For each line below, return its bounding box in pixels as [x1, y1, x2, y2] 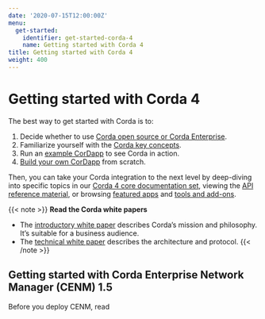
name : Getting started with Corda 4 [22, 41, 144, 49]
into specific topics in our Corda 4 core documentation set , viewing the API [8, 180, 254, 190]
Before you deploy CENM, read [8, 302, 110, 311]
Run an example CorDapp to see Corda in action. [19, 148, 180, 158]
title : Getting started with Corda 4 [8, 48, 133, 56]
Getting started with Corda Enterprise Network [8, 268, 244, 282]
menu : [8, 19, 26, 27]
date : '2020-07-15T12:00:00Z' [8, 11, 109, 20]
